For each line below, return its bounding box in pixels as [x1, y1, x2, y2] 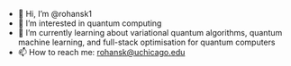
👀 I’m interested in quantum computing [17, 18, 162, 29]
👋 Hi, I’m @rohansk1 [17, 9, 93, 19]
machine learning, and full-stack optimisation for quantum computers [17, 37, 276, 47]
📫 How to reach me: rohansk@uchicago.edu [17, 47, 186, 57]
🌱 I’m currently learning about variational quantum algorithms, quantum [17, 28, 283, 37]
